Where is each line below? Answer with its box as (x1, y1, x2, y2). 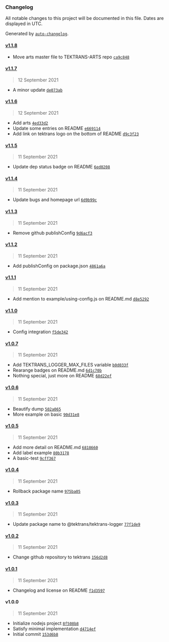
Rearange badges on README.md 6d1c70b (12, 367, 102, 373)
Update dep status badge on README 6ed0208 (12, 164, 110, 170)
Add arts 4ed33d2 (12, 119, 49, 126)
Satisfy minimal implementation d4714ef (12, 626, 96, 632)
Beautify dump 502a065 (12, 405, 61, 412)
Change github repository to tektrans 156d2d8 (12, 554, 108, 560)
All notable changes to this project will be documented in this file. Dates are (5, 15, 164, 22)
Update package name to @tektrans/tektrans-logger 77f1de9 (12, 521, 140, 527)
